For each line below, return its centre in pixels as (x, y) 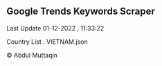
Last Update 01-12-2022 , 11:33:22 (55, 28)
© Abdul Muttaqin (32, 55)
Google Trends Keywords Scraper (81, 11)
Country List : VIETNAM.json (47, 42)
